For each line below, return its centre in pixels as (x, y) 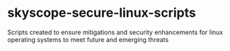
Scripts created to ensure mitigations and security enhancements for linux (115, 32)
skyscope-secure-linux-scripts (102, 13)
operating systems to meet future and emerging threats (88, 39)
